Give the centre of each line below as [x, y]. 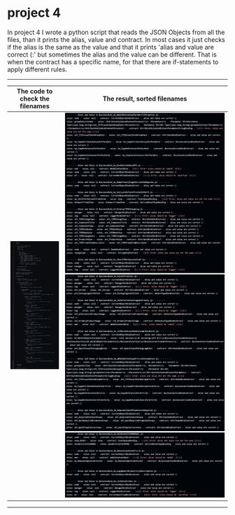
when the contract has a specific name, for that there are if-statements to [113, 61]
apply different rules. [37, 69]
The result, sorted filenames [145, 99]
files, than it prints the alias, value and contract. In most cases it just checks [116, 39]
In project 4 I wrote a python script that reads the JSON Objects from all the [116, 32]
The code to [35, 92]
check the [35, 99]
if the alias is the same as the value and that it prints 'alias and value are [111, 47]
